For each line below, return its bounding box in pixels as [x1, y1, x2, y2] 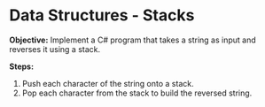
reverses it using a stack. [9, 43, 101, 54]
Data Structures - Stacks [9, 5, 195, 26]
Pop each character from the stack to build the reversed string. [21, 88, 253, 98]
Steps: [9, 61, 34, 72]
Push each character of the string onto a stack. [21, 78, 194, 88]
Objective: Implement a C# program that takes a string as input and [9, 34, 257, 45]
